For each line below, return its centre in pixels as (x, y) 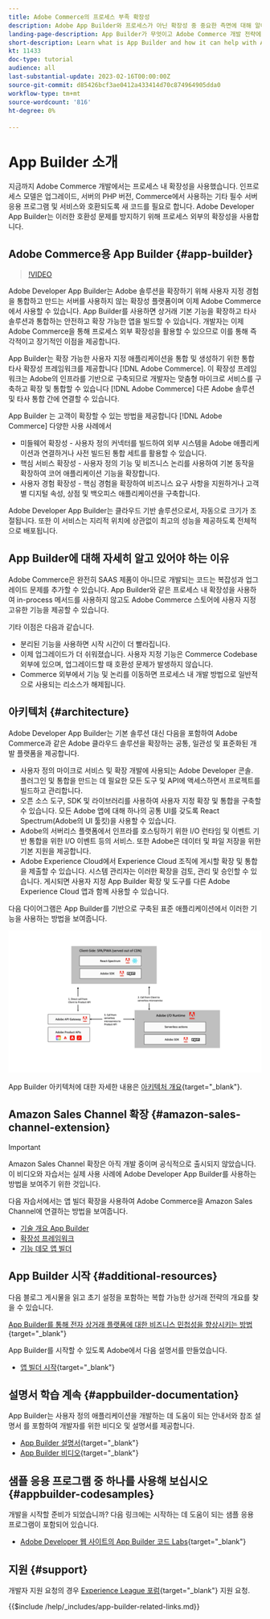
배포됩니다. (41, 530)
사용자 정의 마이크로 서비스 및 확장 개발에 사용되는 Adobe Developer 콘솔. (137, 770)
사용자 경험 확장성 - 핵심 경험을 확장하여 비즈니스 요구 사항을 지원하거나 (132, 483)
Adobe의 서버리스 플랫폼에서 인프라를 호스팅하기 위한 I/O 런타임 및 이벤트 (135, 831)
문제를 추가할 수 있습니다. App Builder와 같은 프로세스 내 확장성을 (132, 589)
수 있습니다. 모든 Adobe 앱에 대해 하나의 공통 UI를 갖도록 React (119, 811)
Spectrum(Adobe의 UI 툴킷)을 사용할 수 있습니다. (98, 820)
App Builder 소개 (63, 162)
